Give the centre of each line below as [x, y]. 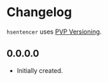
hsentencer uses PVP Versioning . [54, 32]
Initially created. [40, 70]
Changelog [39, 12]
